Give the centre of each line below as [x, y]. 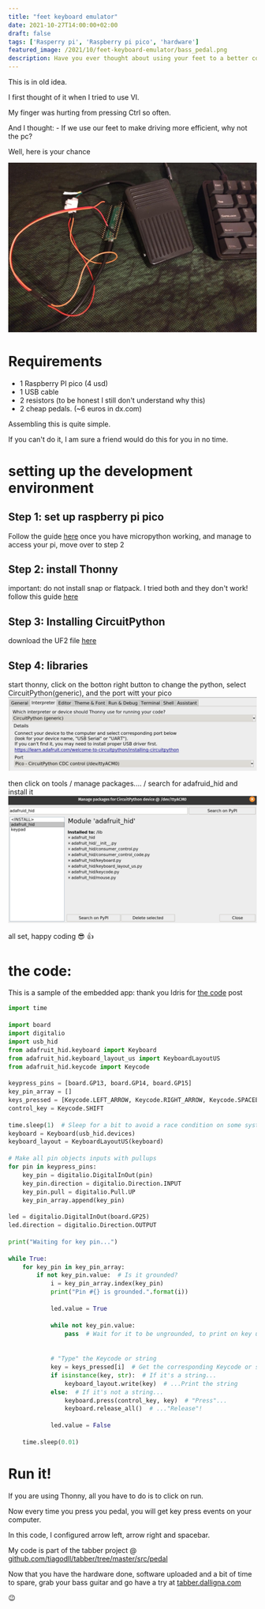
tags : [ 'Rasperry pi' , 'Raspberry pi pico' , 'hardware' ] [104, 42]
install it [21, 792]
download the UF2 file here [52, 641]
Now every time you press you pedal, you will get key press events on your [130, 1511]
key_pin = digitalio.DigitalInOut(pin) [88, 1175]
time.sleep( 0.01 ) [51, 1442]
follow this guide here [43, 596]
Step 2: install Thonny [63, 569]
